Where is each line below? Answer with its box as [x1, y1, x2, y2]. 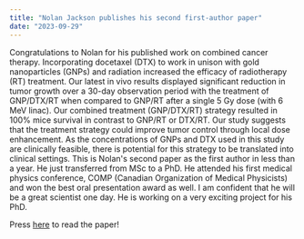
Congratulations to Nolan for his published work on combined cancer [9, 46, 269, 57]
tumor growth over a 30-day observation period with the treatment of [9, 85, 270, 96]
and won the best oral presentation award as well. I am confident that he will [9, 182, 296, 193]
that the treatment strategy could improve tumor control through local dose [9, 124, 291, 134]
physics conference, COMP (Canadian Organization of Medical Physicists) [9, 172, 289, 183]
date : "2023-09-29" [9, 22, 84, 31]
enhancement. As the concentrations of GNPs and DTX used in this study [9, 134, 285, 144]
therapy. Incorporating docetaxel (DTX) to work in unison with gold [9, 56, 259, 67]
